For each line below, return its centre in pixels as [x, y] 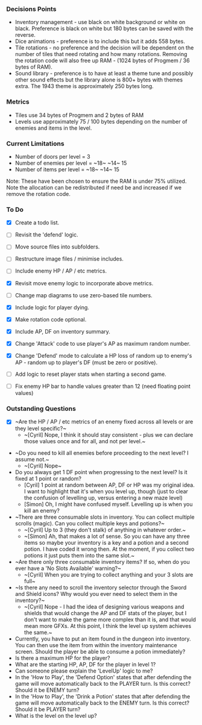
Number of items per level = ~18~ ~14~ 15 [67, 169]
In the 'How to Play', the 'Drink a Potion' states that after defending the [103, 697]
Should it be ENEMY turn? [47, 690]
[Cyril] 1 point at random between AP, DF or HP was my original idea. [109, 485]
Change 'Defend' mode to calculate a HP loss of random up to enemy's [103, 355]
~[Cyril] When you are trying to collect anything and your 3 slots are [109, 575]
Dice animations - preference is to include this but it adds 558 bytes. [100, 42]
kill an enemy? [42, 511]
